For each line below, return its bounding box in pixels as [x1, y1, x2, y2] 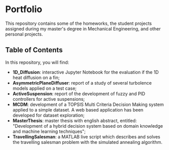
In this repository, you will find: [5, 59, 69, 65]
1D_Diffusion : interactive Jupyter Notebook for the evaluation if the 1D [12, 69, 159, 75]
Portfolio [5, 4, 43, 15]
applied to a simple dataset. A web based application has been [12, 106, 144, 113]
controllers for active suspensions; [12, 96, 85, 102]
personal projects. [5, 31, 43, 37]
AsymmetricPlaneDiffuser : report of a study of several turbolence [12, 80, 152, 86]
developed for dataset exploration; [12, 112, 85, 118]
